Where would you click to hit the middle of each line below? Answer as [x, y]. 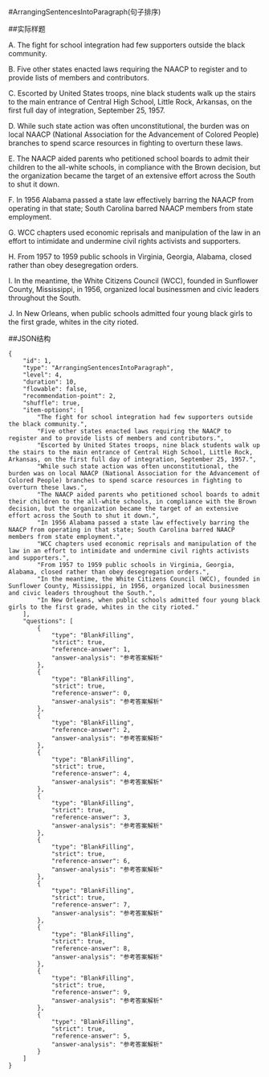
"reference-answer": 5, [91, 1036]
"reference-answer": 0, [91, 693]
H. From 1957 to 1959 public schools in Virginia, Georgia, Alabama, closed [130, 257]
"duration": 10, [50, 382]
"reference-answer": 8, [91, 948]
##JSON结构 [29, 339]
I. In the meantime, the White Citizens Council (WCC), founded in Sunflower [133, 281]
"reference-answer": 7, [91, 905]
